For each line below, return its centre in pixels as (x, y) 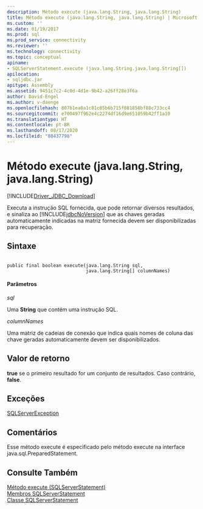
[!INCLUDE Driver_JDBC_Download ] (51, 196)
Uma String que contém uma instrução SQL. (62, 309)
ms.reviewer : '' (27, 46)
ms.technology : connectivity (44, 52)
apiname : (18, 63)
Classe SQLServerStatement (43, 500)
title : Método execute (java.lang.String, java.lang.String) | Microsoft (102, 18)
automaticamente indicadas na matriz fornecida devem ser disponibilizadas (101, 220)
